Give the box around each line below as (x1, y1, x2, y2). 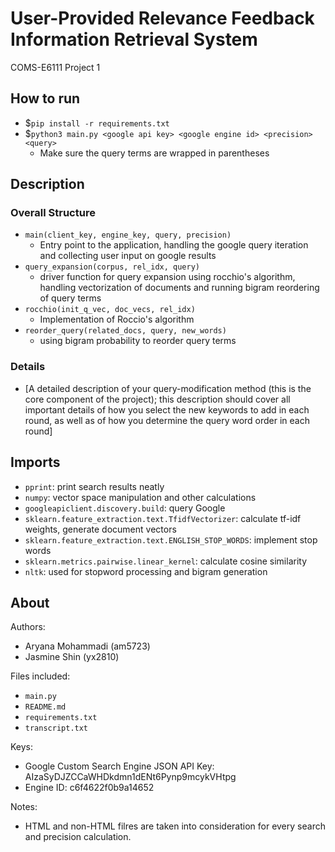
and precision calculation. (24, 831, 132, 843)
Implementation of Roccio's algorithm (39, 313, 195, 326)
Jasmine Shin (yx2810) (24, 651, 120, 663)
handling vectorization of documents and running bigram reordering (39, 282, 320, 294)
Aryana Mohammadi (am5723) (24, 640, 151, 652)
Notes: (10, 801, 38, 813)
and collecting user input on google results (39, 250, 217, 262)
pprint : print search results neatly (24, 480, 165, 492)
